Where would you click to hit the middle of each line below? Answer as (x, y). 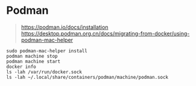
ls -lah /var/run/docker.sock (44, 72)
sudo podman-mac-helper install (47, 51)
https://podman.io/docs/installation (65, 27)
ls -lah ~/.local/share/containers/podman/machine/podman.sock (87, 77)
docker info (21, 67)
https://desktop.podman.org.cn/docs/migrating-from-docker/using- (105, 33)
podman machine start (33, 61)
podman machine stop (32, 56)
